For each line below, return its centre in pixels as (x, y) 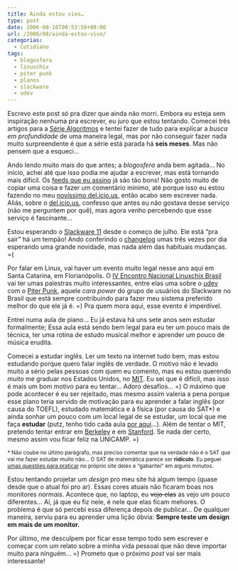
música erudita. (30, 343)
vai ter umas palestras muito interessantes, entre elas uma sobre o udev (113, 283)
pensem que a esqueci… (43, 151)
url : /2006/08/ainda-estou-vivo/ (57, 34)
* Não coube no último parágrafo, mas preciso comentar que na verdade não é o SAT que (119, 453)
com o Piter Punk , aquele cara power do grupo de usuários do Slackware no (119, 291)
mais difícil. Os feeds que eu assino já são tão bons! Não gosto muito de (113, 180)
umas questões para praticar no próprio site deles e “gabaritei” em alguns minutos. (111, 466)
